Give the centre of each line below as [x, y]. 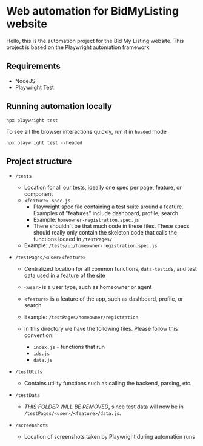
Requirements [33, 66]
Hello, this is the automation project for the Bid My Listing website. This [95, 41]
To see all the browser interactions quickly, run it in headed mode [86, 131]
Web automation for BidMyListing [93, 11]
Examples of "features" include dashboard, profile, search [106, 213]
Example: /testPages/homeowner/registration [81, 317]
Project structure [39, 161]
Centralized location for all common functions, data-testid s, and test [110, 269]
